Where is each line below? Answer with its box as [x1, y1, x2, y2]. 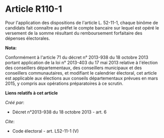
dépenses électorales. [5, 35, 50, 41]
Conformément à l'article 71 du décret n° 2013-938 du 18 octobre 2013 [5, 54, 149, 60]
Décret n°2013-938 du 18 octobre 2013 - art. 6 [12, 109, 107, 115]
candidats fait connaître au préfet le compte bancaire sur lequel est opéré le [5, 25, 159, 30]
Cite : [5, 118, 15, 124]
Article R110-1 [5, 3, 63, 15]
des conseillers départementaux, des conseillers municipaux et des [5, 65, 142, 71]
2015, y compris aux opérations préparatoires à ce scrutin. [5, 80, 124, 86]
